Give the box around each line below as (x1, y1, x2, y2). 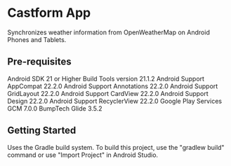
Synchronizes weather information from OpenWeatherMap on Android (7, 28, 211, 36)
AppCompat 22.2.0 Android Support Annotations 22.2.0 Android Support (7, 82, 218, 90)
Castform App (7, 5, 91, 21)
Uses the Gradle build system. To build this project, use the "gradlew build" (7, 143, 225, 151)
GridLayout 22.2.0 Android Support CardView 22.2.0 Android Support (7, 89, 209, 97)
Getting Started (7, 125, 77, 137)
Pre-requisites (7, 56, 72, 68)
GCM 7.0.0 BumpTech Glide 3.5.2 (7, 104, 103, 113)
